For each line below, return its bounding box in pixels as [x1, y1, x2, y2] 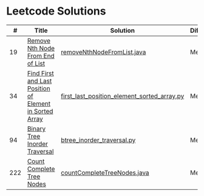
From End [27, 52, 55, 60]
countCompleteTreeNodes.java [60, 168, 150, 177]
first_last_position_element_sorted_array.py [60, 92, 185, 100]
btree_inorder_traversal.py [60, 135, 136, 144]
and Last [27, 76, 52, 85]
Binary [27, 124, 46, 133]
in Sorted [27, 107, 53, 115]
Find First [27, 69, 55, 77]
